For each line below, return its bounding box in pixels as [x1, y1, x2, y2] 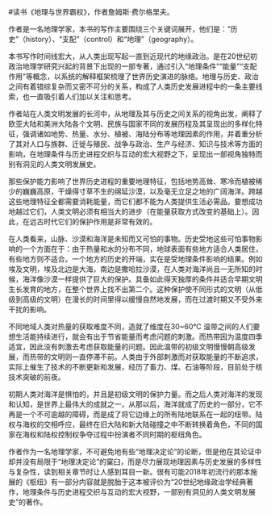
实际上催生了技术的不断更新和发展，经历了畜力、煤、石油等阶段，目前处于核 [8, 362, 263, 371]
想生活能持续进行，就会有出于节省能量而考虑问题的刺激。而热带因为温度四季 [8, 332, 263, 341]
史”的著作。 [8, 497, 48, 507]
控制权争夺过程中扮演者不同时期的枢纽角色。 [57, 430, 206, 439]
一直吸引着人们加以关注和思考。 [29, 92, 135, 101]
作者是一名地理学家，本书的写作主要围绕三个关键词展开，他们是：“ [8, 24, 231, 34]
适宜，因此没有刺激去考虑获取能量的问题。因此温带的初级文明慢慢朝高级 [8, 342, 248, 351]
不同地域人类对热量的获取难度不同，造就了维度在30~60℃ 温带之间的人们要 [8, 322, 261, 331]
